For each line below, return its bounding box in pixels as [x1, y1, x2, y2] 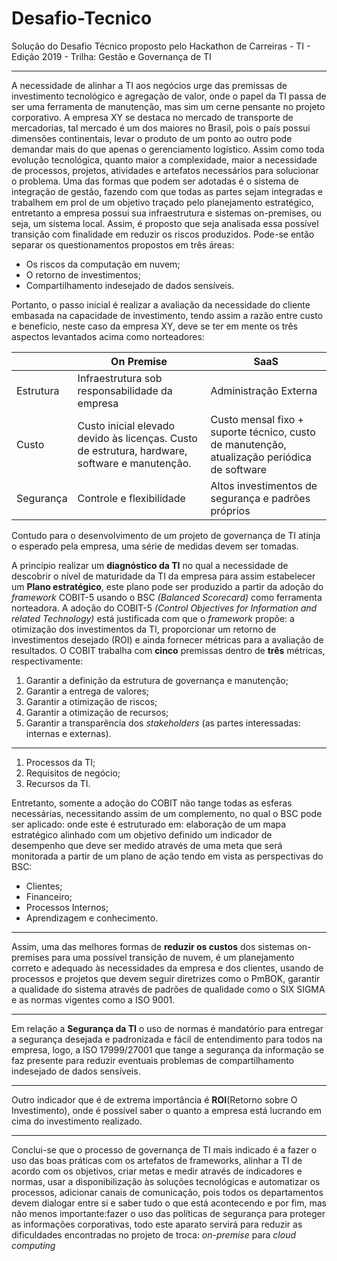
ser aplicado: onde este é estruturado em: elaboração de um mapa [11, 818, 287, 830]
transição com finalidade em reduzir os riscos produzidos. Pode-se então [11, 228, 315, 240]
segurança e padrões [210, 491, 311, 505]
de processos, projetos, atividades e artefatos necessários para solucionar [11, 164, 319, 176]
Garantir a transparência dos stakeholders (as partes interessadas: [25, 717, 301, 729]
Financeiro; [25, 890, 73, 902]
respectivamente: [11, 655, 84, 667]
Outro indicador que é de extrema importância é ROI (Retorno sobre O [11, 1093, 298, 1106]
